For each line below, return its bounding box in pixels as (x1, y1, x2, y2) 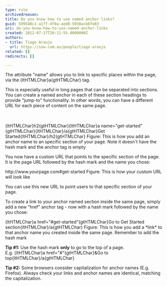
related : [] (5, 49, 30, 54)
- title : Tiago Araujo (5, 40, 52, 45)
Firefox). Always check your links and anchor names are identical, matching (5, 270, 161, 276)
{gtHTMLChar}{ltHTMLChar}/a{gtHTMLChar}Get (5, 128, 105, 134)
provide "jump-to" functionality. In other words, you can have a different (5, 97, 153, 103)
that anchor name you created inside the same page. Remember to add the (5, 230, 160, 236)
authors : (5, 35, 23, 40)
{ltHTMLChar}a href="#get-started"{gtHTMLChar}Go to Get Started (5, 219, 145, 225)
